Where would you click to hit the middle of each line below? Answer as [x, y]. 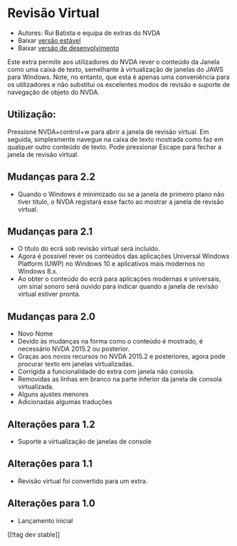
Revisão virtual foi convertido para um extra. [83, 481]
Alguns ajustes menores [53, 394]
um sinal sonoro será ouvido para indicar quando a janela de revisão [118, 287]
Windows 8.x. [38, 272]
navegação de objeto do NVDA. [53, 92]
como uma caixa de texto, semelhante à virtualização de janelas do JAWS [116, 69]
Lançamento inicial [45, 520]
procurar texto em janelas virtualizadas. [75, 364]
